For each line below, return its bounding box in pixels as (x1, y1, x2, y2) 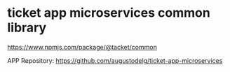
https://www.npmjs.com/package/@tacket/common (7, 43, 158, 51)
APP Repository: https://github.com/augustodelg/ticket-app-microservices (7, 56, 223, 64)
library (7, 20, 47, 36)
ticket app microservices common (7, 5, 210, 21)
